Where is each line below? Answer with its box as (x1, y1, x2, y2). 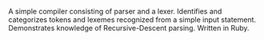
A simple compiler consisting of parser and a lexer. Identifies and (8, 7, 222, 16)
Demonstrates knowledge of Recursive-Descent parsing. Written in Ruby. (8, 24, 250, 32)
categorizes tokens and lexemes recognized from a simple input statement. (8, 15, 257, 24)
